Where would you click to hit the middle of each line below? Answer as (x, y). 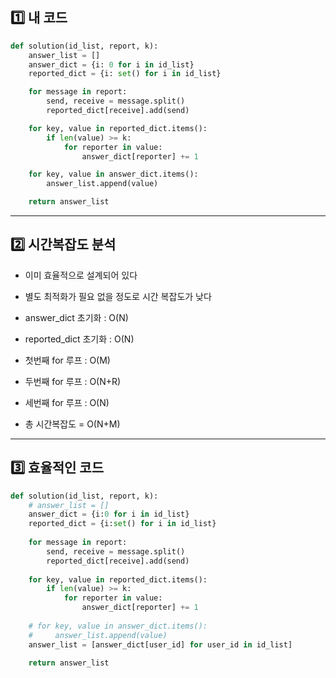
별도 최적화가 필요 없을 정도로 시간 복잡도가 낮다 (118, 296)
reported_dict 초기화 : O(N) (79, 339)
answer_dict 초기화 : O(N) (76, 317)
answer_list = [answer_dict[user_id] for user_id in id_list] (160, 644)
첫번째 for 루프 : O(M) (67, 360)
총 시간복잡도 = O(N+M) (72, 424)
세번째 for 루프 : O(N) (67, 402)
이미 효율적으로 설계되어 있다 (81, 275)
